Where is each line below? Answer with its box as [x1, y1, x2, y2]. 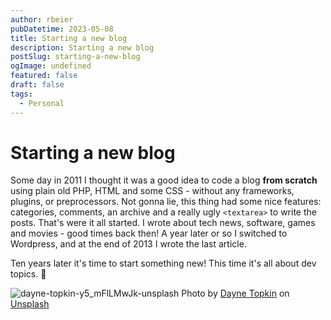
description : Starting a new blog [10, 42, 155, 53]
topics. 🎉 [10, 268, 47, 280]
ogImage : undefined [10, 61, 92, 71]
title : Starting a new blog [10, 33, 128, 43]
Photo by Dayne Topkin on [181, 287, 290, 300]
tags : [10, 89, 33, 99]
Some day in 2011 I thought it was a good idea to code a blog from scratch [10, 174, 318, 186]
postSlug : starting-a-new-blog [10, 52, 141, 62]
